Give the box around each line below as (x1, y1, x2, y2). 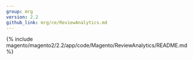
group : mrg (6, 8, 33, 15)
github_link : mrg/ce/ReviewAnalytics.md (6, 19, 108, 25)
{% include (6, 36, 33, 43)
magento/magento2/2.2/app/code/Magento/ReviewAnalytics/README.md (6, 42, 188, 49)
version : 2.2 (6, 14, 39, 20)
